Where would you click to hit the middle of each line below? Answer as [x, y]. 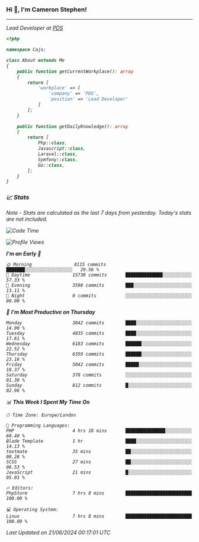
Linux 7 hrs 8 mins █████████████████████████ [99, 516]
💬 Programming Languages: [38, 425]
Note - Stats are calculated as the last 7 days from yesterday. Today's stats [99, 212]
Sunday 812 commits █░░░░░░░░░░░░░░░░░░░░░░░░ [99, 385]
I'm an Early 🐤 [24, 253]
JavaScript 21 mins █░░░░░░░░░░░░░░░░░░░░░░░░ [99, 472]
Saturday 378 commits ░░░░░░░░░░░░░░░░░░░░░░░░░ [99, 375]
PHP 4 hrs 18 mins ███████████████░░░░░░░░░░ [99, 431]
